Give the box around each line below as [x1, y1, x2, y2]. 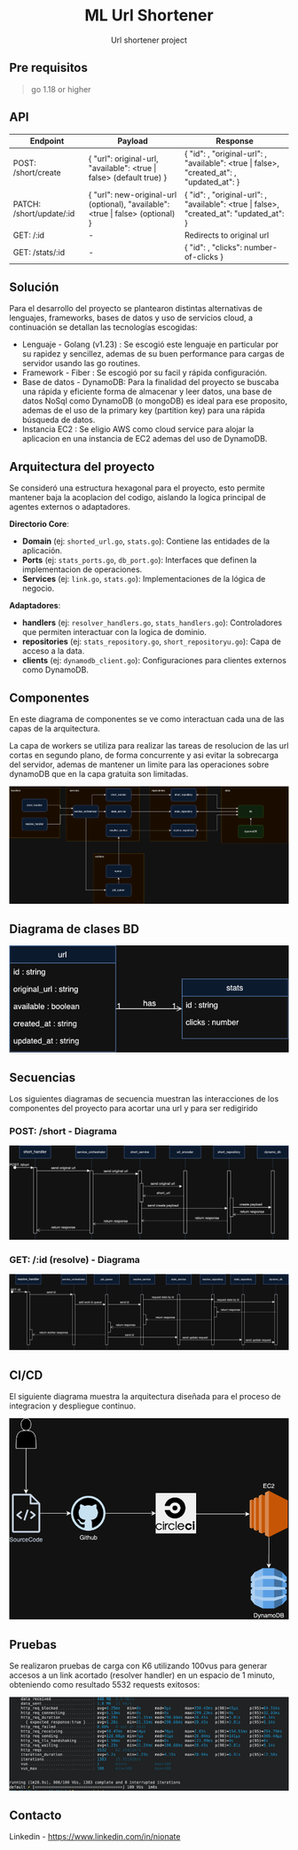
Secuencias [9, 1070, 76, 1085]
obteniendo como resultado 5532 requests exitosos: [9, 1680, 200, 1690]
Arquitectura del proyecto [9, 459, 155, 474]
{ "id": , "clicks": [184, 242, 242, 253]
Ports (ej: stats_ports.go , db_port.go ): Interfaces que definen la [21, 555, 257, 566]
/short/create [12, 168, 62, 178]
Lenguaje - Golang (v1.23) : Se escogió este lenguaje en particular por [21, 339, 279, 350]
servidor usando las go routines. [21, 358, 141, 369]
